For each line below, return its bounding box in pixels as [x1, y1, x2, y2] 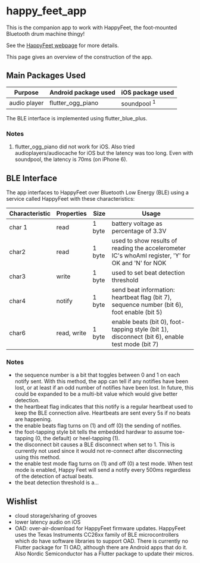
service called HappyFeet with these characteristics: [6, 195, 135, 203]
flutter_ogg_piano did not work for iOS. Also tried [14, 143, 135, 150]
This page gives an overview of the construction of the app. [6, 53, 153, 60]
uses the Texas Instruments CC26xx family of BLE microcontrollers [14, 531, 179, 539]
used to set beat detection [111, 269, 186, 277]
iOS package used [121, 88, 174, 97]
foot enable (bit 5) [111, 308, 162, 316]
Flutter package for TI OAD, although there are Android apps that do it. [14, 544, 187, 551]
